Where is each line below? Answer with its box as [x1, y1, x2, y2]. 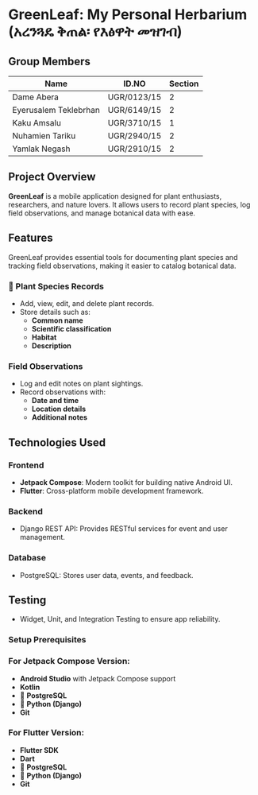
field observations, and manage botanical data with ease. [8, 208, 196, 218]
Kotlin [19, 682, 40, 692]
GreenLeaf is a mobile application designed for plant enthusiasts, [8, 191, 222, 200]
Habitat [31, 332, 57, 342]
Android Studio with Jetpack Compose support [19, 673, 176, 683]
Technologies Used [8, 436, 106, 449]
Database [8, 553, 46, 564]
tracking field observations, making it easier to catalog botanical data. [8, 261, 237, 270]
